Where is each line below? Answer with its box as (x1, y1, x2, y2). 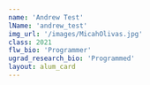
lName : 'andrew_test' (8, 21, 88, 30)
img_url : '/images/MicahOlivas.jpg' (8, 29, 143, 38)
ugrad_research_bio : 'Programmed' (8, 54, 136, 63)
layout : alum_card (8, 63, 76, 72)
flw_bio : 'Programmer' (8, 46, 92, 55)
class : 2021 (8, 37, 52, 47)
